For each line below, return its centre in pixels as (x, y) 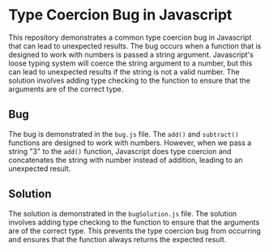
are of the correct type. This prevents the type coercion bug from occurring (134, 231)
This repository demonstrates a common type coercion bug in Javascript (130, 37)
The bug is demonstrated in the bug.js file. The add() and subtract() (124, 134)
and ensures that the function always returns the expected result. (117, 239)
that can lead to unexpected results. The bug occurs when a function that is (135, 45)
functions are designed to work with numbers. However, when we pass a (130, 143)
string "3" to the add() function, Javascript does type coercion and (120, 151)
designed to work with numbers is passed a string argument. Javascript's (131, 54)
